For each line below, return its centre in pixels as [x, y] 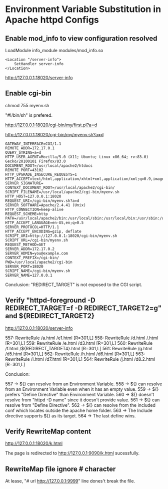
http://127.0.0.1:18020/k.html [34, 443]
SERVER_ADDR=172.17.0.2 [30, 249]
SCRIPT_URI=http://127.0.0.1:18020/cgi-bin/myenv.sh [61, 236]
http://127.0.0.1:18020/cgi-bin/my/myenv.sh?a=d [54, 134]
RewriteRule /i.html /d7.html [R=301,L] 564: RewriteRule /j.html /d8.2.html [80, 359]
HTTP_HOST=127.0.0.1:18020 [33, 196]
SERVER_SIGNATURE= [24, 183]
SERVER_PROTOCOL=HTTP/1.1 [32, 227]
